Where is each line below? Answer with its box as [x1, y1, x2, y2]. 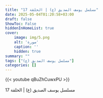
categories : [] [5, 63, 37, 68]
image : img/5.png [14, 35, 50, 40]
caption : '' [14, 44, 39, 49]
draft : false [5, 16, 32, 21]
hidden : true [14, 49, 41, 54]
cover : [5, 30, 19, 35]
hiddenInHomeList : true [5, 26, 54, 31]
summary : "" [5, 53, 30, 59]
